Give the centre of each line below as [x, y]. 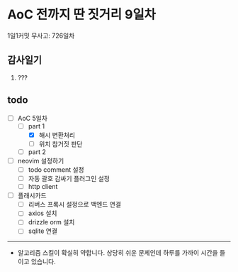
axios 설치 [42, 213]
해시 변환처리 [57, 135]
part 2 [37, 152]
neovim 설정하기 [41, 161]
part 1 [36, 126]
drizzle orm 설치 [51, 222]
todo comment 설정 [56, 169]
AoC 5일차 [33, 118]
